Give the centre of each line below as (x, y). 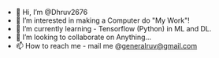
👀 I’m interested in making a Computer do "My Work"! (103, 20)
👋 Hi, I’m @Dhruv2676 (52, 12)
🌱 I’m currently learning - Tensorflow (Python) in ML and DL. (113, 29)
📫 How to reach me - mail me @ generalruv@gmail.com (106, 46)
